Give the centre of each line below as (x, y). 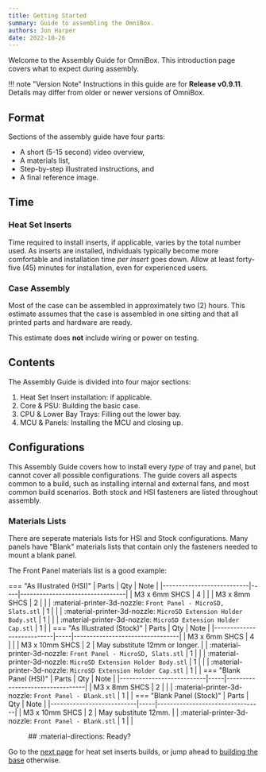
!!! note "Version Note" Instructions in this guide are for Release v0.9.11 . (125, 84)
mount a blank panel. (42, 555)
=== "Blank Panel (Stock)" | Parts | (192, 695)
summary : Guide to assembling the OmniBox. (81, 23)
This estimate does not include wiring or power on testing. (104, 338)
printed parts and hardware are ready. (70, 322)
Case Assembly (39, 288)
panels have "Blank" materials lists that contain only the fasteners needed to (133, 546)
